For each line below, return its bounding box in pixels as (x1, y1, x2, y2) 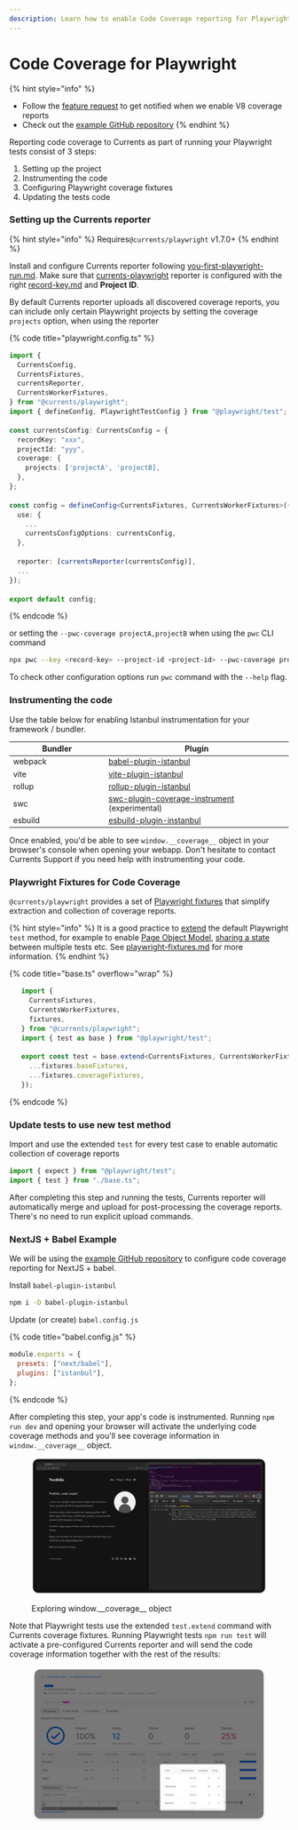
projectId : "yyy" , (17, 444, 86, 453)
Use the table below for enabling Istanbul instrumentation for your (9, 714, 250, 724)
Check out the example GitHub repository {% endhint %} (21, 119, 231, 130)
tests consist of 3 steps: (9, 146, 98, 156)
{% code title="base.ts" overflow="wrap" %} (9, 969, 174, 979)
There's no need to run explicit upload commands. (9, 1211, 193, 1221)
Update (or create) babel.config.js (9, 1315, 139, 1325)
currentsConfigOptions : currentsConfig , (25, 529, 176, 538)
